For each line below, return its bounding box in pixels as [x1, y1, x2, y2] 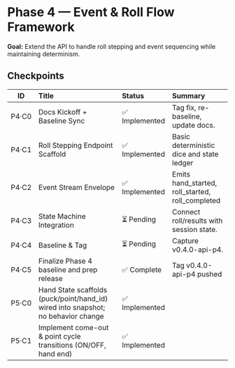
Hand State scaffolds [38, 285, 108, 294]
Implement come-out [38, 322, 109, 332]
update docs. [172, 120, 215, 130]
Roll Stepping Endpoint [38, 140, 113, 150]
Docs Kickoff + [38, 107, 87, 116]
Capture [172, 236, 199, 245]
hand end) [38, 348, 73, 358]
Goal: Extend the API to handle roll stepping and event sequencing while [7, 42, 216, 50]
